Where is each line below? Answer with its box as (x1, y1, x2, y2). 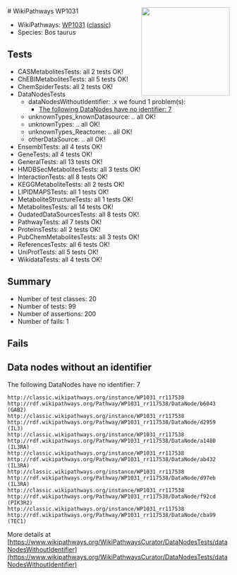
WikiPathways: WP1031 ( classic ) (17, 21, 111, 29)
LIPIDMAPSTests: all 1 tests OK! (17, 187, 109, 196)
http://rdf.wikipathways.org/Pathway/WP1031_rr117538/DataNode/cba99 (7, 511, 217, 518)
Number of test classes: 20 (17, 294, 97, 303)
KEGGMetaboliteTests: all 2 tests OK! (17, 180, 125, 188)
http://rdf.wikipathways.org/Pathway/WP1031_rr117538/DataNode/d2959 (7, 419, 217, 426)
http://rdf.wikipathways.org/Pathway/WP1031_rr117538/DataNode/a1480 (7, 437, 217, 444)
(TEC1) (7, 518, 27, 525)
